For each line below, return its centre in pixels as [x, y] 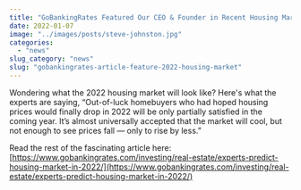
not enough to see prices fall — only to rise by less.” [105, 130]
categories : [31, 42]
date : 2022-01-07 [42, 26]
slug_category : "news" [52, 59]
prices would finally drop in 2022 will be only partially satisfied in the [136, 112]
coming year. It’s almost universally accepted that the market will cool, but [146, 120]
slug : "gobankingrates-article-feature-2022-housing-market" [126, 68]
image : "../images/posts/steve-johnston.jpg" [95, 34]
